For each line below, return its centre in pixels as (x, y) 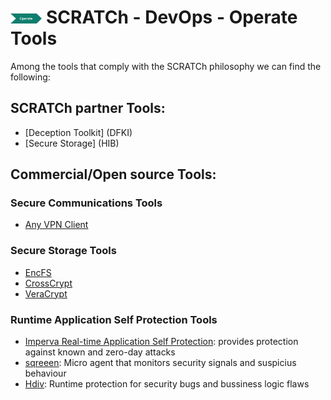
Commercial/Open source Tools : (113, 174)
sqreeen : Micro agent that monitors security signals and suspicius (160, 363)
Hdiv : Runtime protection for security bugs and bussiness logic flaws (167, 384)
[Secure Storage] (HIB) (72, 143)
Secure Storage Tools (63, 251)
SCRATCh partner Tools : (88, 108)
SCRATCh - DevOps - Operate (172, 17)
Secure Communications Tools (86, 203)
